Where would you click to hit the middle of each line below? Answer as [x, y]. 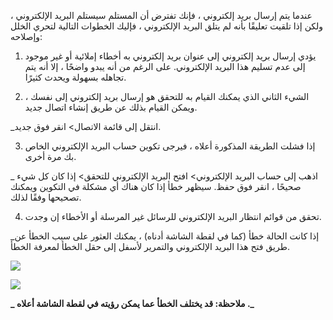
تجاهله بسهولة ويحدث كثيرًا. [75, 77]
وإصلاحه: [26, 36]
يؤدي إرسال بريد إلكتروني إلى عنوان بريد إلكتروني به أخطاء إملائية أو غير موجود [170, 56]
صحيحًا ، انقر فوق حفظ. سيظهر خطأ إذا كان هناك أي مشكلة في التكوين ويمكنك [156, 186]
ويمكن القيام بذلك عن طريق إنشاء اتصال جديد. [111, 107]
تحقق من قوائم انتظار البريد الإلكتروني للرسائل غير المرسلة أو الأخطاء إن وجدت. [173, 216]
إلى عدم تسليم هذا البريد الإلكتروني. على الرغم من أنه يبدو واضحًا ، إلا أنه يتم [165, 66]
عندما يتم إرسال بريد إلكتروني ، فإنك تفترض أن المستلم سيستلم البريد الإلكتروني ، [161, 15]
